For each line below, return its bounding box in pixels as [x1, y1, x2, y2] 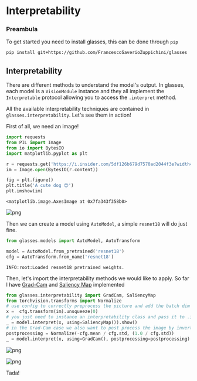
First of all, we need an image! [6, 123, 79, 130]
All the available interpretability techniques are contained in [6, 106, 150, 113]
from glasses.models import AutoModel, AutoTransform [6, 238, 141, 244]
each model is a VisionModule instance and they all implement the [6, 88, 165, 95]
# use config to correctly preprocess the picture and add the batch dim [6, 303, 191, 309]
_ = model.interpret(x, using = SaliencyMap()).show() [6, 319, 138, 326]
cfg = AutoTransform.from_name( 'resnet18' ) [6, 254, 114, 260]
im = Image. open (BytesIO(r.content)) [6, 166, 98, 172]
